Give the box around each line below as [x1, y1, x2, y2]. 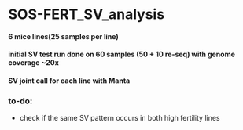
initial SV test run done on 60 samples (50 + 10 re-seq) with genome [8, 49, 236, 60]
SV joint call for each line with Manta [8, 76, 131, 85]
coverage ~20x [8, 58, 59, 67]
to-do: [8, 96, 33, 107]
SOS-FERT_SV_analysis [8, 5, 165, 23]
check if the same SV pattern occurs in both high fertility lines [19, 114, 220, 123]
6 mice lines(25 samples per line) [8, 31, 120, 41]
